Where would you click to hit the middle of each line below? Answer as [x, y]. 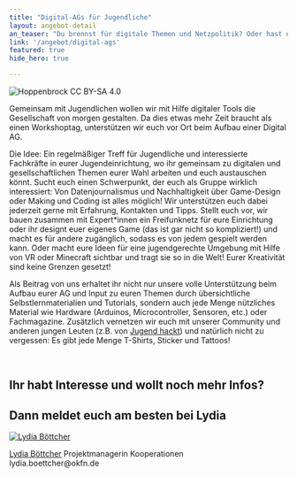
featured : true [37, 50]
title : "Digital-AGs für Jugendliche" [80, 17]
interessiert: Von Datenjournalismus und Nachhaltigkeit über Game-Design [145, 192]
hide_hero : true [39, 58]
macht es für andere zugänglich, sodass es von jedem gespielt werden [138, 238]
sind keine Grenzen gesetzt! [60, 267]
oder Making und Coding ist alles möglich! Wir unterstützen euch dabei [138, 201]
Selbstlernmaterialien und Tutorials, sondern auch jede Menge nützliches [142, 303]
